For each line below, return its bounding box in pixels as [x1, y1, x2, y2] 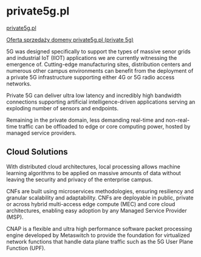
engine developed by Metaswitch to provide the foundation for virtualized [6, 232, 190, 239]
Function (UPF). [6, 244, 46, 252]
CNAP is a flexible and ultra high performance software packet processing [6, 225, 192, 232]
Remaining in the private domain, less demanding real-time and [6, 116, 165, 124]
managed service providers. [6, 129, 77, 136]
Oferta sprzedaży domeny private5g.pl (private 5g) [6, 36, 134, 43]
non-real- [165, 116, 190, 124]
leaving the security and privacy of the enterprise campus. [6, 176, 153, 183]
